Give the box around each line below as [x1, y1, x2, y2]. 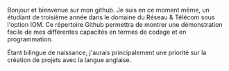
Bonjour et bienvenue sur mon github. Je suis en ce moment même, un [7, 6, 210, 14]
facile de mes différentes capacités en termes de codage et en [7, 28, 187, 36]
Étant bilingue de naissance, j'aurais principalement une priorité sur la [7, 48, 207, 57]
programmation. [7, 35, 53, 43]
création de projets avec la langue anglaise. [7, 56, 132, 64]
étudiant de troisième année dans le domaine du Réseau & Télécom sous [7, 13, 215, 21]
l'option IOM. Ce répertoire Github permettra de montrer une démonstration [7, 21, 223, 28]
